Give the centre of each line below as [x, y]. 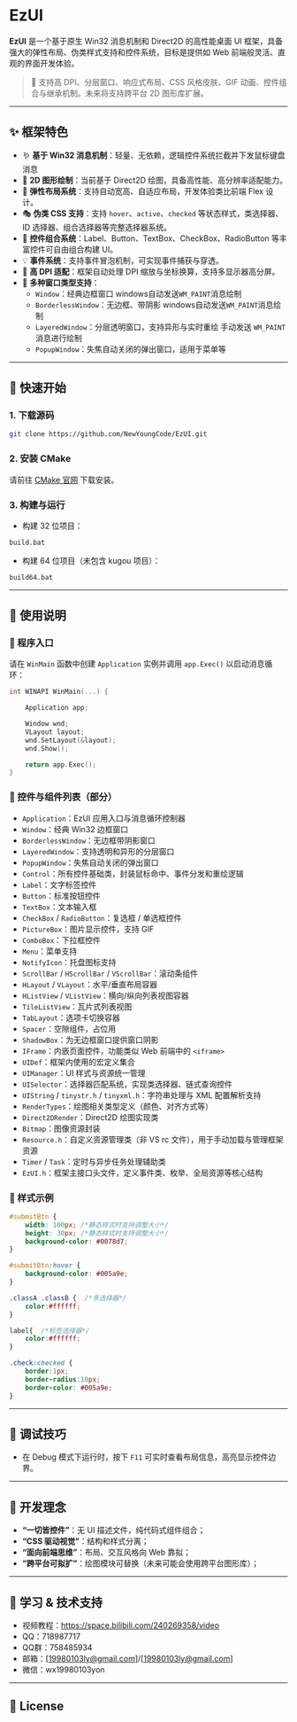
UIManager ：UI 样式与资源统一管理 [84, 1072]
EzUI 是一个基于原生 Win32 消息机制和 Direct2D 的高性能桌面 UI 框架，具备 [146, 41]
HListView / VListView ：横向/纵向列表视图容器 [105, 995]
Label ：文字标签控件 [59, 884]
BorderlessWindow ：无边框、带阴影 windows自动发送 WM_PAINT [147, 304]
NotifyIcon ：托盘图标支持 [69, 962]
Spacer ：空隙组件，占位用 [69, 1028]
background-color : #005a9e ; [76, 1274]
